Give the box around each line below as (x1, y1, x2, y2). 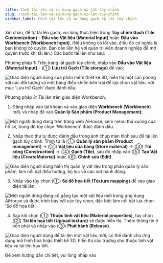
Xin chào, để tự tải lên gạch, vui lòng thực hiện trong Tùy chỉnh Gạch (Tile (5, 30, 155, 36)
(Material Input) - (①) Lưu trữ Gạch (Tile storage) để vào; (5, 65, 124, 71)
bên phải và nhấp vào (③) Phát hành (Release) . (12, 223, 111, 229)
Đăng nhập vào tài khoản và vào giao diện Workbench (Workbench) (12, 104, 151, 110)
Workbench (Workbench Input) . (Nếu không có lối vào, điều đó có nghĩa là (5, 40, 158, 46)
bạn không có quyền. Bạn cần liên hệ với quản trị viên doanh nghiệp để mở (5, 45, 157, 51)
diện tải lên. (12, 183, 36, 189)
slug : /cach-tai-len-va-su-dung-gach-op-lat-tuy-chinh (5, 12, 119, 17)
